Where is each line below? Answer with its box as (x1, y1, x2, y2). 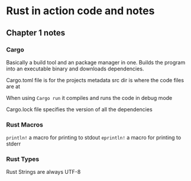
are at (6, 83, 21, 90)
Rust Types (6, 155, 40, 163)
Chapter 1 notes (6, 28, 66, 38)
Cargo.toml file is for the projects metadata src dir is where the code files (6, 76, 184, 83)
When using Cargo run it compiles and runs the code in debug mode (6, 94, 173, 101)
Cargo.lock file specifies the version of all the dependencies (6, 105, 153, 113)
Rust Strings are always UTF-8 (6, 169, 81, 176)
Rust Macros (6, 120, 43, 128)
